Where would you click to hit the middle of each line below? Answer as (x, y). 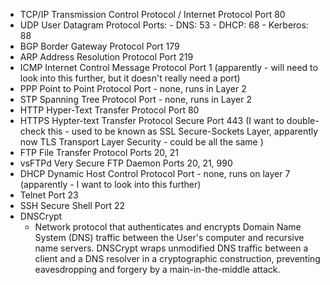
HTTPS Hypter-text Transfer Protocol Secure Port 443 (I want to (152, 120)
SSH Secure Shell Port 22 (72, 205)
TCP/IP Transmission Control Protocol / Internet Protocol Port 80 (152, 14)
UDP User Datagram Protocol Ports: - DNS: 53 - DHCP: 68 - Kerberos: (164, 25)
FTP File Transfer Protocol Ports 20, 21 (99, 152)
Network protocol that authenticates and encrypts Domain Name (168, 227)
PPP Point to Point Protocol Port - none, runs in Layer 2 (133, 88)
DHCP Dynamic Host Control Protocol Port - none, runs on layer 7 (155, 173)
